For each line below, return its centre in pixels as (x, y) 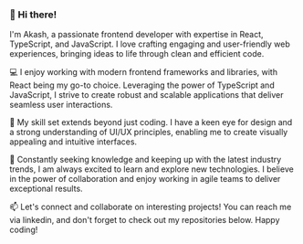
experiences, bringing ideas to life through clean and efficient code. (137, 54)
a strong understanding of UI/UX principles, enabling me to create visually (149, 133)
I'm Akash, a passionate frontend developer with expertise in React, (136, 35)
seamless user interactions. (61, 105)
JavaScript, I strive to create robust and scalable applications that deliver (146, 95)
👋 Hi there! (33, 15)
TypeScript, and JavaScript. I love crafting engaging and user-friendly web (150, 44)
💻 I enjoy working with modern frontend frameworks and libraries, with (144, 72)
